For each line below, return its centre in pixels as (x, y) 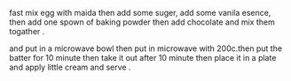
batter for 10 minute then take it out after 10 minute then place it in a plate (143, 58)
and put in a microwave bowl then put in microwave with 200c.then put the (145, 48)
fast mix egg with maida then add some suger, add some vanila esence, (140, 13)
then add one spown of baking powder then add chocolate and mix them (142, 22)
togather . (27, 31)
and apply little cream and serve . (70, 67)
